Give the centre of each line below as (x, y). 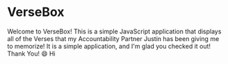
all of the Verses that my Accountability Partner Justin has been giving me (113, 38)
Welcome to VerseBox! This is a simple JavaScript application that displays (114, 31)
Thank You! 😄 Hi (31, 54)
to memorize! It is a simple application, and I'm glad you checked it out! (109, 46)
